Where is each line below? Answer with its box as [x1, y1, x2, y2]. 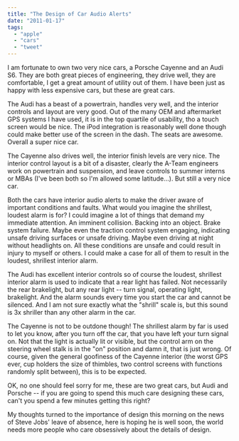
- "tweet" [14, 44, 43, 51]
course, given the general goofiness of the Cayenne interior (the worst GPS [7, 353, 228, 360]
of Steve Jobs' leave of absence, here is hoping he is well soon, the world [7, 418, 224, 426]
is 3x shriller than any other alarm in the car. [7, 308, 137, 316]
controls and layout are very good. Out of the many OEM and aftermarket [7, 108, 222, 116]
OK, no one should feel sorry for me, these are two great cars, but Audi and [7, 381, 229, 390]
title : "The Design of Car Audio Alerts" [7, 10, 132, 18]
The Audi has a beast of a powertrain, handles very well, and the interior [7, 100, 219, 108]
